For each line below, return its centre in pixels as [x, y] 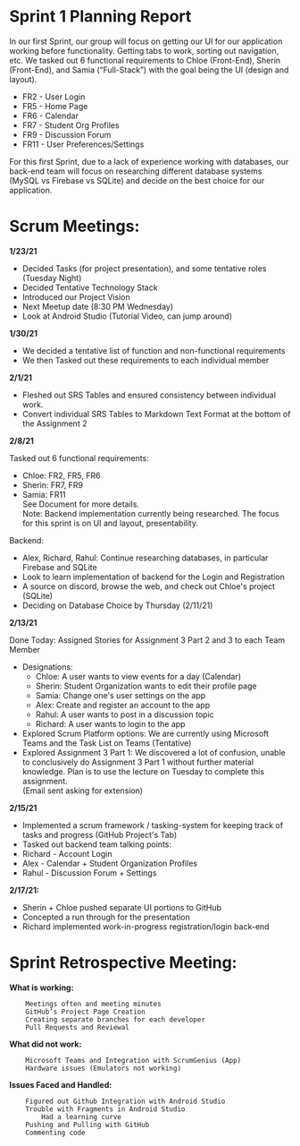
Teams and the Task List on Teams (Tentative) [107, 743]
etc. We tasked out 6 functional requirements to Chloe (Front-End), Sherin [145, 60]
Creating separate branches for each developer [115, 1019]
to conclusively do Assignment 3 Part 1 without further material [138, 762]
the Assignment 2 [54, 423]
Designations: [47, 667]
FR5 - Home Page [55, 106]
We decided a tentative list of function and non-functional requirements [154, 350]
